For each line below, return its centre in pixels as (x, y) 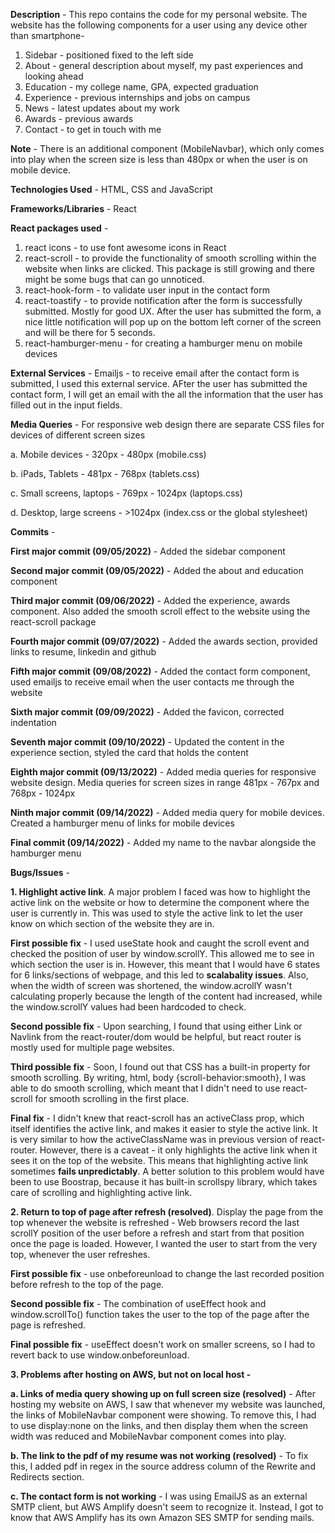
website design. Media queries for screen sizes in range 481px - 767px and (165, 782)
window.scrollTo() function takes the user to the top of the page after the (160, 1314)
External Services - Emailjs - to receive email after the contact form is (155, 373)
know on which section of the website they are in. (112, 923)
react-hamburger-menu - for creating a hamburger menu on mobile (163, 343)
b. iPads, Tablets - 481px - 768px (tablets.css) (105, 473)
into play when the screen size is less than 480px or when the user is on (159, 159)
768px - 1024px (43, 793)
